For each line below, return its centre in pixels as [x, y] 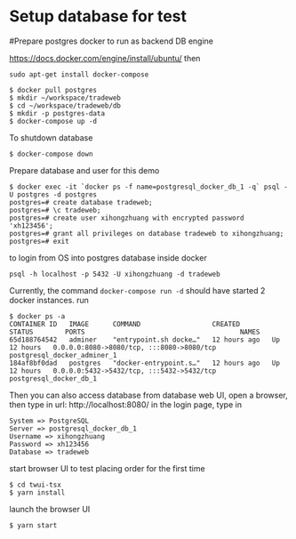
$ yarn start [33, 525]
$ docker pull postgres [53, 90]
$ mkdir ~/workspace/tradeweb [65, 98]
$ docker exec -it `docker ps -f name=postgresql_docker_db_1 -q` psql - [149, 187]
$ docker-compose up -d [53, 121]
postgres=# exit [39, 241]
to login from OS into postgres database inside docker [108, 257]
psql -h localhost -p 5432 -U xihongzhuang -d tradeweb [115, 274]
